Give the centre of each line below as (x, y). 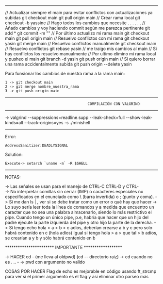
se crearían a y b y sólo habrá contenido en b (50, 238)
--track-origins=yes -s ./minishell (57, 123)
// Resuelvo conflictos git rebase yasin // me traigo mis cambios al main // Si (81, 49)
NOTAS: (13, 177)
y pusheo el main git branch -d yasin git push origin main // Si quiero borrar (80, 59)
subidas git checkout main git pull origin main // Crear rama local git (73, 18)
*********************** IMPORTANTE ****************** (64, 247)
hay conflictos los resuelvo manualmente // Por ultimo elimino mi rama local (81, 54)
